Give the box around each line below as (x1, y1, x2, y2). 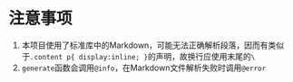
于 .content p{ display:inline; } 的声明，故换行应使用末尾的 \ (21, 50, 256, 61)
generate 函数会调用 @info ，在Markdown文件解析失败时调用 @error (21, 62, 267, 73)
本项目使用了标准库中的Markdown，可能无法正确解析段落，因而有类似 (21, 40, 285, 50)
